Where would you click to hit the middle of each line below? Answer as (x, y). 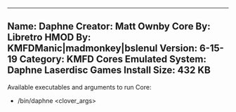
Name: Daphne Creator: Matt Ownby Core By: (109, 26)
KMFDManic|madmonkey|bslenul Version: (103, 49)
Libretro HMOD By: (49, 37)
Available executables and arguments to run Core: (79, 87)
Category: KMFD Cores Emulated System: (113, 59)
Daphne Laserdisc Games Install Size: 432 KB (109, 70)
